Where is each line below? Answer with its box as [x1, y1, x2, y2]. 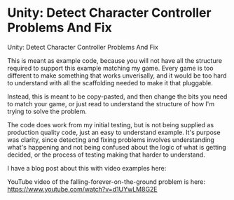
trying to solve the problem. [7, 107, 88, 115]
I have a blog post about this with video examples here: [7, 164, 167, 172]
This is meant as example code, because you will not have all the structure [7, 56, 223, 64]
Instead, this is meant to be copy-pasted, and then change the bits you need [7, 92, 228, 101]
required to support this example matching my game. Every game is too [7, 64, 214, 72]
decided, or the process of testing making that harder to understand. [7, 150, 205, 159]
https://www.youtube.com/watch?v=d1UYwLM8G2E [7, 185, 158, 193]
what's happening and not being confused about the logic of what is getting [7, 143, 226, 151]
